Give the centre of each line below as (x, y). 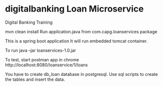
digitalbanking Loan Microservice (74, 9)
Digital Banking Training (29, 22)
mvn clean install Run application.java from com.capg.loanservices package (81, 31)
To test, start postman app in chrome (42, 59)
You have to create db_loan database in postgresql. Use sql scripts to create (81, 74)
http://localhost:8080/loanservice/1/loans (46, 65)
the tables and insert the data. (35, 79)
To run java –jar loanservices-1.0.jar (41, 50)
